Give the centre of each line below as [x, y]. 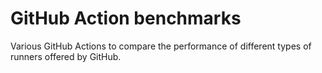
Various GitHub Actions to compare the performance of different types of [161, 46]
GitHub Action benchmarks [126, 18]
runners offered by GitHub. [66, 56]
